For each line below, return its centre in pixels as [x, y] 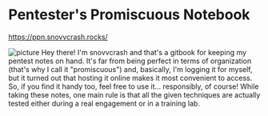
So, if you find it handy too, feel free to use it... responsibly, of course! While [134, 86]
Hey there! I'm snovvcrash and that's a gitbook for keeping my [144, 52]
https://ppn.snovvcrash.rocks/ [58, 37]
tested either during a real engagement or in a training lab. [104, 103]
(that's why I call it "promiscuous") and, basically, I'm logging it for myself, [131, 69]
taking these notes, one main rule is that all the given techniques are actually [134, 94]
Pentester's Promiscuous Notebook [129, 15]
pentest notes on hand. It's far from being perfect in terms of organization [130, 61]
